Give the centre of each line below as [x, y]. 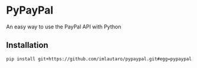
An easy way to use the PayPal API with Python [64, 27]
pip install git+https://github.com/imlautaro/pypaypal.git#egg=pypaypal [99, 59]
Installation [27, 45]
